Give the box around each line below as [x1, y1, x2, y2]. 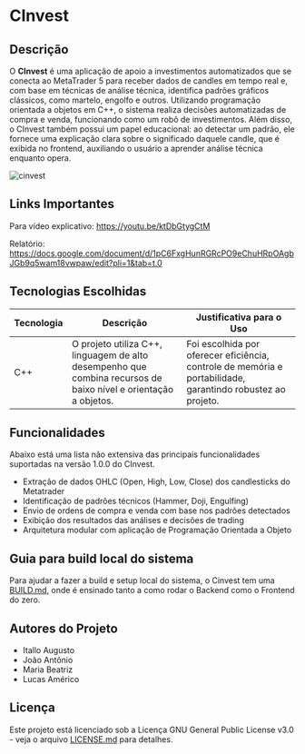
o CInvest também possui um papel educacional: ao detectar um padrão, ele [9, 124, 295, 134]
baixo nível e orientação [72, 382, 174, 395]
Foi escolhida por [186, 337, 261, 350]
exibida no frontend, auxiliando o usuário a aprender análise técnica [9, 143, 263, 154]
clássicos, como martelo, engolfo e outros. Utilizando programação [9, 94, 261, 105]
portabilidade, [186, 372, 246, 384]
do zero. [9, 594, 41, 605]
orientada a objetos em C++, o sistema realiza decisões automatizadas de [9, 104, 287, 114]
